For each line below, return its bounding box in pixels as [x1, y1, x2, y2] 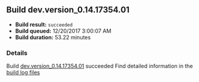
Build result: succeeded [15, 20, 73, 28]
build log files [6, 69, 40, 76]
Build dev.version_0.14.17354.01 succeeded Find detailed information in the [6, 63, 194, 70]
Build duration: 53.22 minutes [15, 33, 91, 41]
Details [6, 48, 28, 57]
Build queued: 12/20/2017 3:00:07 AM [15, 27, 111, 34]
